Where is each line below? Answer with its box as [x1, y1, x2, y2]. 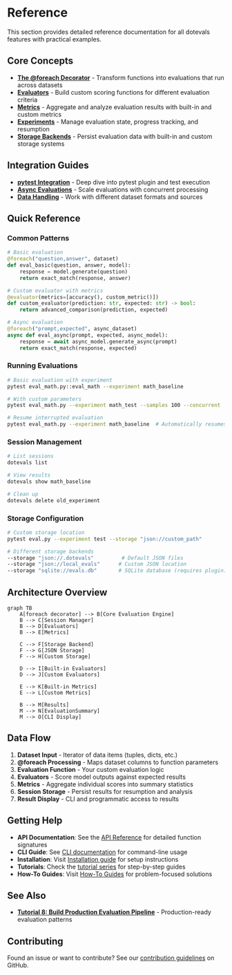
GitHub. [7, 961, 29, 969]
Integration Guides [7, 160, 90, 171]
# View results [7, 472, 51, 479]
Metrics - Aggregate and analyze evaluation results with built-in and [17, 102, 212, 111]
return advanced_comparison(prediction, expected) [19, 306, 168, 314]
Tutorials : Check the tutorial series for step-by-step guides [17, 862, 186, 871]
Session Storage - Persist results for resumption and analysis [17, 787, 193, 795]
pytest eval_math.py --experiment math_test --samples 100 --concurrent [7, 402, 221, 409]
